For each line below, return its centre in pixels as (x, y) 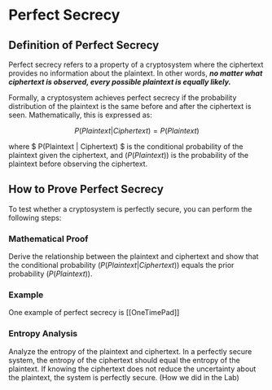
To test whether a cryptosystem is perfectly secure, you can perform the (130, 208)
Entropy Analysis (43, 334)
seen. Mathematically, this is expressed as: (80, 115)
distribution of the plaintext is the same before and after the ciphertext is (130, 106)
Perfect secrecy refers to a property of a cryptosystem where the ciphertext (136, 64)
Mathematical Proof (48, 239)
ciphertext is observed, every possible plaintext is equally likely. (120, 82)
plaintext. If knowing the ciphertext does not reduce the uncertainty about (132, 369)
